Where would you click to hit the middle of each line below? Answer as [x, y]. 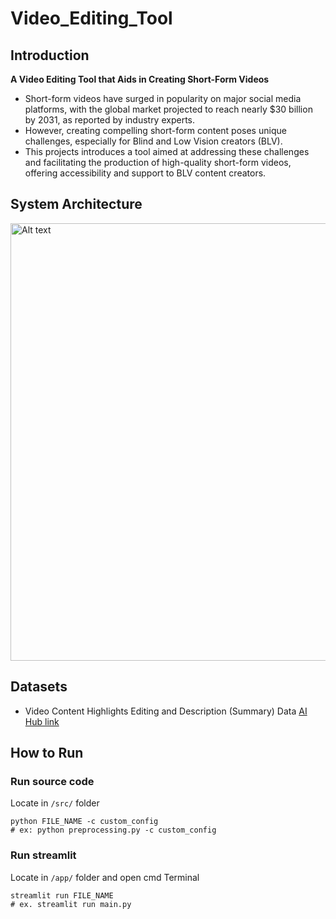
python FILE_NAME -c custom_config [84, 822]
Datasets [39, 687]
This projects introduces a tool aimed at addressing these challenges [167, 151]
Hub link [42, 721]
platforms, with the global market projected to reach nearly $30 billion [168, 109]
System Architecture [76, 204]
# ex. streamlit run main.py [71, 904]
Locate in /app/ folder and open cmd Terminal [105, 877]
